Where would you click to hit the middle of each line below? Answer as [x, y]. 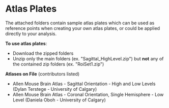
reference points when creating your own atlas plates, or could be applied [83, 28]
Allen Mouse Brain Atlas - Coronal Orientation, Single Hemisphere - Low [88, 94]
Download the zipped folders [43, 53]
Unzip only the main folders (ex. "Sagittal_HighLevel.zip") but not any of [88, 58]
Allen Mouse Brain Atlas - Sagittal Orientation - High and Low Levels [84, 84]
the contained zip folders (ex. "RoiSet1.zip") [58, 64]
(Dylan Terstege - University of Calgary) [55, 89]
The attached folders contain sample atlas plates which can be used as [80, 23]
